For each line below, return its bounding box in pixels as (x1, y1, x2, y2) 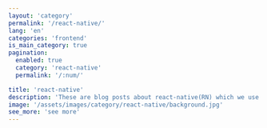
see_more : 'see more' (8, 108, 81, 116)
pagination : (8, 49, 48, 57)
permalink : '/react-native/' (8, 19, 106, 27)
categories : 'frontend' (8, 34, 88, 42)
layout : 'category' (8, 11, 74, 20)
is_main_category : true (8, 42, 88, 50)
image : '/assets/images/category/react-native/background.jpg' (8, 101, 224, 109)
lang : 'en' (8, 26, 45, 34)
